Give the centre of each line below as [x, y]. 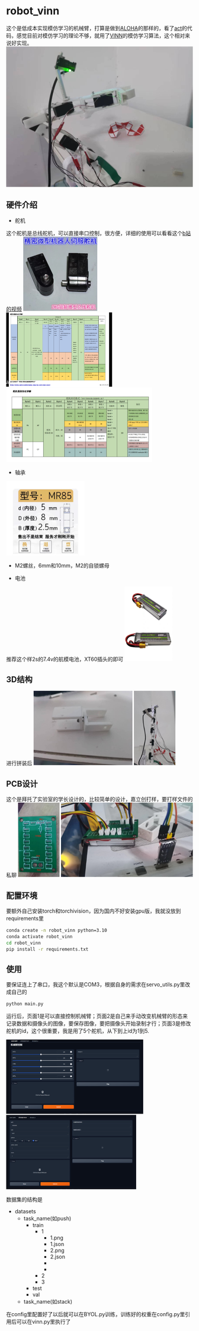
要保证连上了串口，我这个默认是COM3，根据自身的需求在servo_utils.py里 [96, 985]
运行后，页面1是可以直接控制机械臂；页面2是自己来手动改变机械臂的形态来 [97, 1016]
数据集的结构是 [24, 1200]
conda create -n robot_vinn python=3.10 [57, 931]
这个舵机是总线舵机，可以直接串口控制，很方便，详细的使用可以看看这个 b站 [99, 233]
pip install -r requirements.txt [47, 949]
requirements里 [25, 919]
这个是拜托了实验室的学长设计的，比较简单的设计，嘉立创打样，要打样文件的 [99, 799]
